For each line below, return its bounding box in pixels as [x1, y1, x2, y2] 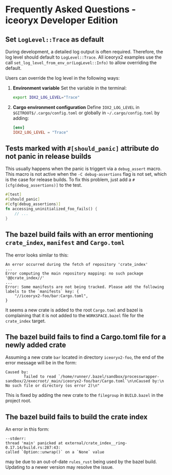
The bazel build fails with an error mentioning [5, 230, 154, 239]
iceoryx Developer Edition [5, 14, 118, 26]
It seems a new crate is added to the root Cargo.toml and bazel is [5, 307, 143, 313]
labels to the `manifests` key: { [5, 289, 80, 294]
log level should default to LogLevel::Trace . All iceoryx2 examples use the [5, 54, 162, 60]
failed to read [24, 374, 56, 379]
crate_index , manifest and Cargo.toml [5, 238, 125, 247]
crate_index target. [5, 318, 46, 324]
